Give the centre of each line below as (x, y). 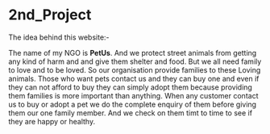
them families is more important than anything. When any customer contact (133, 95)
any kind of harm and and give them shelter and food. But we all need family (135, 61)
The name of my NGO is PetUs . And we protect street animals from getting (133, 52)
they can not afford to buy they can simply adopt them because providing (130, 87)
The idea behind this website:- (59, 37)
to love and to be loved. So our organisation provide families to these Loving (135, 69)
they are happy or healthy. (52, 121)
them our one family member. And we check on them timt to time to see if (130, 113)
